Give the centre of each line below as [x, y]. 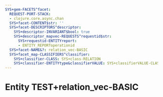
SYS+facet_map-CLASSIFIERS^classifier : [50, 54]
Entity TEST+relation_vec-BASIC [72, 87]
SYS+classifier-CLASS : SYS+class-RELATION [57, 59]
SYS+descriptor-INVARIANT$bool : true [52, 32]
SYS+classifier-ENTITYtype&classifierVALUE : [59, 63]
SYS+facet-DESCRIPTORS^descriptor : [45, 28]
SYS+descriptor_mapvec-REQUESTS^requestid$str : [63, 37]
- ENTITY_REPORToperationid [46, 45]
